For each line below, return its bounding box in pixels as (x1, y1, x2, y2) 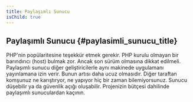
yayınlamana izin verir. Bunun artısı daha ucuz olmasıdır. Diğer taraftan (6, 70, 177, 77)
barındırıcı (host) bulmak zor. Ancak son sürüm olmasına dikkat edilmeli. (6, 58, 181, 65)
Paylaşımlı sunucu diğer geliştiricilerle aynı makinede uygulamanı (6, 64, 164, 71)
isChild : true (6, 14, 41, 20)
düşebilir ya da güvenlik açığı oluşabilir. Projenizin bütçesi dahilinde (6, 83, 170, 90)
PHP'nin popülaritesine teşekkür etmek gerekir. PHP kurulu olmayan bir (6, 51, 179, 59)
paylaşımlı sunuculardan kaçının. (6, 89, 86, 96)
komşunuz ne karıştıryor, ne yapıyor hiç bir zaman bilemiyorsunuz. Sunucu (6, 77, 188, 84)
